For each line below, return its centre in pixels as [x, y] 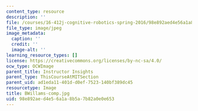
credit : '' [25, 45]
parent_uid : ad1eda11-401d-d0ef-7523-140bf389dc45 [70, 83]
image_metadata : [26, 33]
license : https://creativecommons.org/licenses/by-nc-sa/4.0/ [84, 60]
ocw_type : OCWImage [30, 66]
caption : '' [26, 39]
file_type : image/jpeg [34, 28]
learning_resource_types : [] [42, 55]
